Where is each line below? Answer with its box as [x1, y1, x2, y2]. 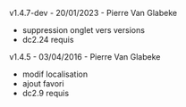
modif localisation [21, 69, 88, 79]
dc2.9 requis [21, 88, 70, 98]
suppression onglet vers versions [21, 25, 146, 35]
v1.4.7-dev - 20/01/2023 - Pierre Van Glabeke [9, 8, 177, 18]
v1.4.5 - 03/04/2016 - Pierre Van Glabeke [9, 52, 161, 62]
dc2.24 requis [21, 35, 74, 45]
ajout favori [21, 78, 64, 88]
